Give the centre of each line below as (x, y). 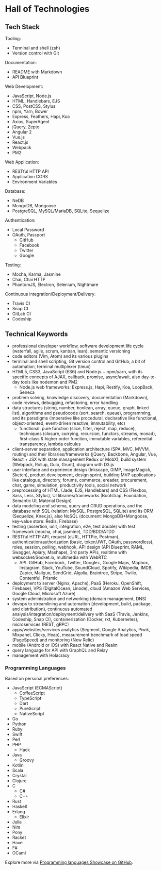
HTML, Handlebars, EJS (36, 101)
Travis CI (21, 303)
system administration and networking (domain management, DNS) (79, 599)
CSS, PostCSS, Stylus (34, 106)
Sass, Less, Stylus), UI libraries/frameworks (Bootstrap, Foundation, (80, 495)
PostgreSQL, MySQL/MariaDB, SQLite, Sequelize (61, 211)
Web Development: (24, 86)
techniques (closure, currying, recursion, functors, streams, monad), (88, 434)
